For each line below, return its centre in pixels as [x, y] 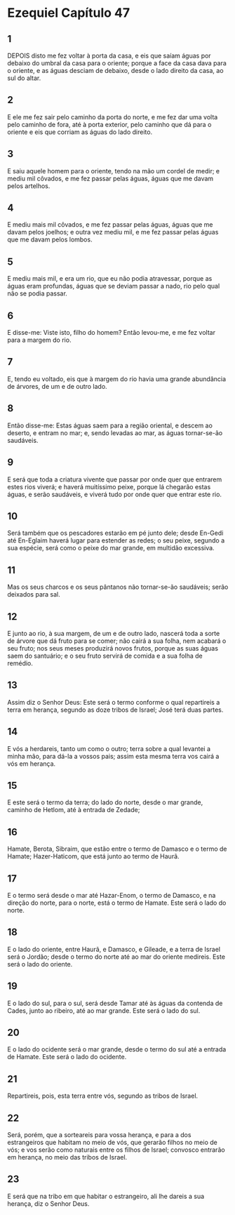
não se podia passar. [38, 293]
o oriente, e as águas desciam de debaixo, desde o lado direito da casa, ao [115, 71]
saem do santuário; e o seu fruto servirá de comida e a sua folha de [105, 656]
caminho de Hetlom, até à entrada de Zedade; [74, 810]
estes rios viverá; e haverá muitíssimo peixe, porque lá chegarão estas [109, 486]
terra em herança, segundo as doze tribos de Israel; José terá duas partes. [115, 710]
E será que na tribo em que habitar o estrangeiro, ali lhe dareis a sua [106, 1196]
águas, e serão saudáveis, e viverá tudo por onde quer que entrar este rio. [115, 494]
